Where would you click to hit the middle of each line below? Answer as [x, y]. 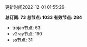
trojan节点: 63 [26, 28]
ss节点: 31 [22, 40]
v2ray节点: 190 [27, 34]
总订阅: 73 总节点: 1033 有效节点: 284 [43, 17]
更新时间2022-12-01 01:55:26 [35, 7]
